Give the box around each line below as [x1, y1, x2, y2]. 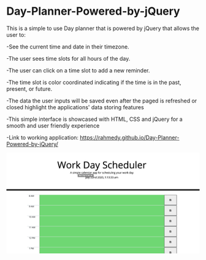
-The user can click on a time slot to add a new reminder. [6, 66, 150, 74]
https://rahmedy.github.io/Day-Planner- [79, 134, 180, 141]
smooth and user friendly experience [6, 121, 100, 129]
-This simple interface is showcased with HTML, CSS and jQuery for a [6, 115, 183, 123]
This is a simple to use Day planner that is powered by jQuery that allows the [6, 25, 200, 32]
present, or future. [6, 85, 53, 93]
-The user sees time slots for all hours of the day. [6, 55, 131, 62]
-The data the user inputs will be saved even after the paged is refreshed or [6, 97, 197, 104]
